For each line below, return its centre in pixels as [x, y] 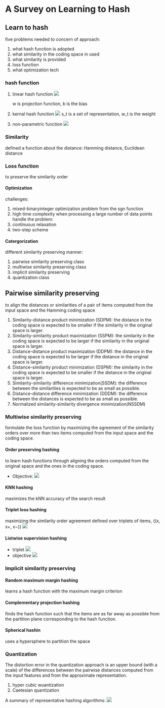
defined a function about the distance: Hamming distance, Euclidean [75, 148]
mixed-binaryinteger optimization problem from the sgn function [78, 209]
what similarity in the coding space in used [56, 54]
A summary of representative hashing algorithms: [56, 701]
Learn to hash [27, 27]
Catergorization [22, 241]
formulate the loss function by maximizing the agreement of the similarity [80, 428]
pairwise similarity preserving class [48, 262]
